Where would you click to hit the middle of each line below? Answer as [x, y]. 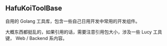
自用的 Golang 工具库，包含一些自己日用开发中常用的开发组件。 [73, 21]
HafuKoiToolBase [34, 8]
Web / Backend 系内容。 [41, 38]
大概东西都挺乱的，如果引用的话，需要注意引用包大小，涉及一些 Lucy [79, 32]
